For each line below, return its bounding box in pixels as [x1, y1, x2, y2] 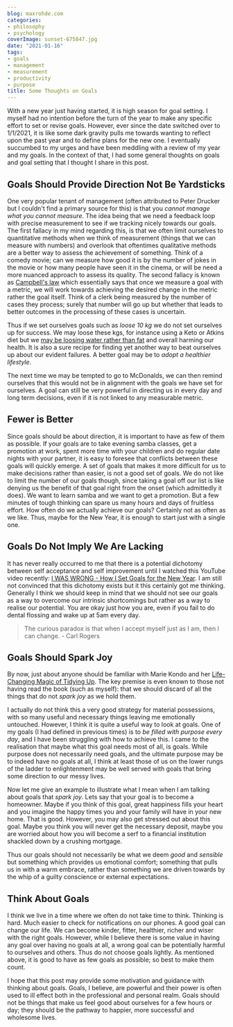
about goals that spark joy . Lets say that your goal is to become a [7, 793, 194, 801]
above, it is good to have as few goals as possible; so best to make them [7, 955, 214, 964]
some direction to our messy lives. [7, 772, 105, 780]
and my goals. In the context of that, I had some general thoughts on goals [7, 151, 220, 160]
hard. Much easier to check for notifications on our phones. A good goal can [7, 919, 226, 927]
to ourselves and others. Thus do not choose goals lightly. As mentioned [7, 949, 214, 957]
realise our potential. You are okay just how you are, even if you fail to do [7, 603, 215, 612]
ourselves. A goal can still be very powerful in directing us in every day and [7, 386, 222, 394]
